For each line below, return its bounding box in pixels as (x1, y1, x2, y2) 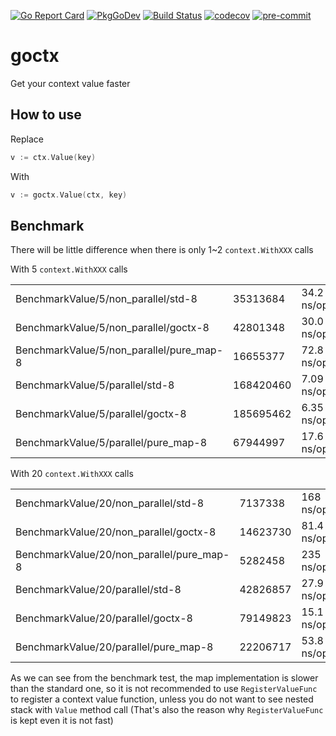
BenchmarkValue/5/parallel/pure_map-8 (15, 436, 208, 450)
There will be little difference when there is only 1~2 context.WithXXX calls (10, 244, 314, 256)
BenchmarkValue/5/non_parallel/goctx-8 (15, 321, 210, 335)
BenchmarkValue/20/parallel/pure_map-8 (15, 640, 214, 654)
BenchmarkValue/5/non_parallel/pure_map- (15, 343, 224, 357)
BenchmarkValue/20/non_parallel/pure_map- (15, 548, 230, 562)
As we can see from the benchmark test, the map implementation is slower (10, 672, 319, 684)
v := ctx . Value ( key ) (10, 152, 97, 162)
